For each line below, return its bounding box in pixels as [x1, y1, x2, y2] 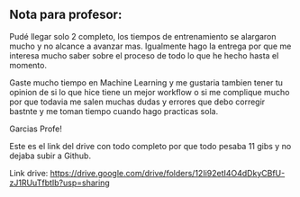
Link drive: [9, 167, 49, 178]
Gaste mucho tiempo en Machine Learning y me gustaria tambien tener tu [9, 76, 284, 88]
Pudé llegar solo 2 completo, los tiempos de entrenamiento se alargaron [9, 31, 277, 41]
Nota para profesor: [9, 7, 123, 22]
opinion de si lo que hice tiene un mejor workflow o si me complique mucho [9, 86, 290, 97]
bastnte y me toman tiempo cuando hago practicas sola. [9, 105, 219, 116]
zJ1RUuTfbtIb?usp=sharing [9, 177, 110, 188]
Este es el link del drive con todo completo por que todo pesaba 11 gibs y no [9, 140, 292, 151]
